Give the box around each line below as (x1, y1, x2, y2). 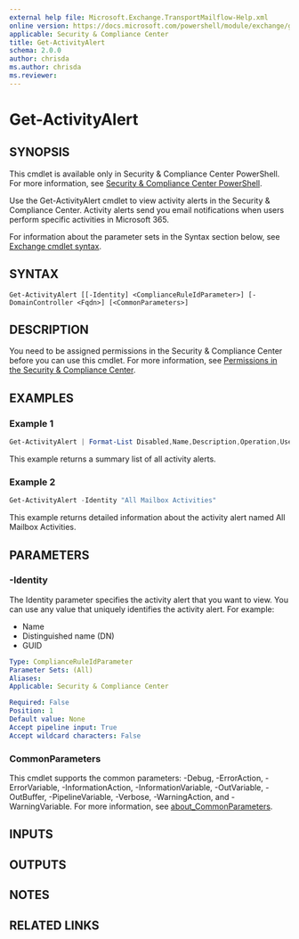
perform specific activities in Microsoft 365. (9, 214, 170, 225)
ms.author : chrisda (9, 63, 82, 72)
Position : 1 (9, 706, 53, 715)
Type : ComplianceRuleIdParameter (9, 657, 133, 666)
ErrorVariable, (9, 781, 61, 793)
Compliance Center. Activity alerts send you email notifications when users (9, 204, 285, 215)
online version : (9, 21, 69, 30)
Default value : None (9, 714, 86, 724)
